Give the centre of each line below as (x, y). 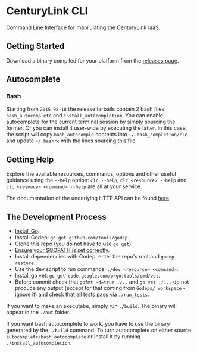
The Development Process (56, 217)
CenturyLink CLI (47, 11)
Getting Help (30, 159)
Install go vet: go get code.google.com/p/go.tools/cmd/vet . (87, 276)
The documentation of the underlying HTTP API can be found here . (88, 198)
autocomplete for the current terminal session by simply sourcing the (91, 122)
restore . (25, 263)
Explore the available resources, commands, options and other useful (91, 174)
